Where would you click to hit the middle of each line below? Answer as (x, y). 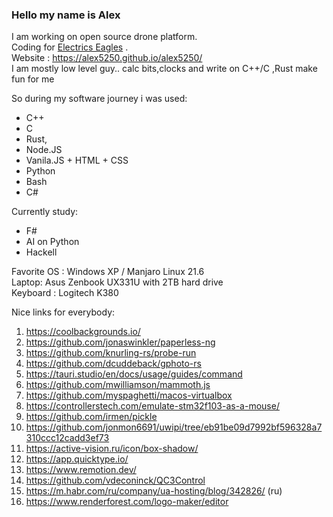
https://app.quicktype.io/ (77, 459)
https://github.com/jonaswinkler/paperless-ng (120, 342)
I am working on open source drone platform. (104, 37)
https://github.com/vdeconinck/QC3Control (115, 480)
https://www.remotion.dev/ (81, 470)
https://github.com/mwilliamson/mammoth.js (118, 385)
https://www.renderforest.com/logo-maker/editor (127, 502)
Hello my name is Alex (66, 15)
